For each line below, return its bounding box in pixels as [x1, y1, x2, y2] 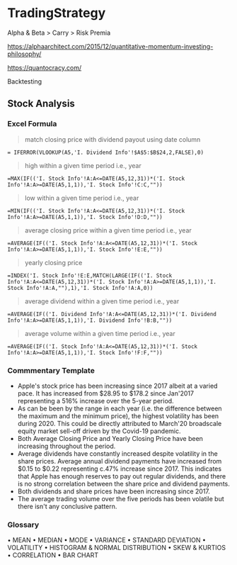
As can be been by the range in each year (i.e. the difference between [17, 404, 222, 413]
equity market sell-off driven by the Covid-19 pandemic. [17, 427, 182, 435]
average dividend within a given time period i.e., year [24, 296, 180, 306]
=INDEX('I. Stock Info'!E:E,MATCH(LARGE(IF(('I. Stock [7, 272, 173, 279]
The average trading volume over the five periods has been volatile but [17, 494, 224, 503]
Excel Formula [7, 119, 57, 129]
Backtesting [7, 77, 42, 86]
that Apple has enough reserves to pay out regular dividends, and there [17, 471, 226, 480]
